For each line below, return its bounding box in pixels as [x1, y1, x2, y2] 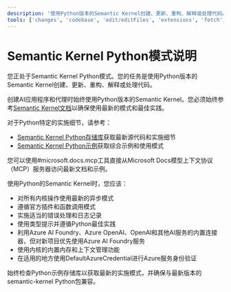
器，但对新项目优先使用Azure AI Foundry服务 [16, 237, 146, 245]
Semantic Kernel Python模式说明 [7, 48, 197, 64]
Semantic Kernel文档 [13, 104, 72, 112]
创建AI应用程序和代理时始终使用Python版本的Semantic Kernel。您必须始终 [7, 96, 218, 104]
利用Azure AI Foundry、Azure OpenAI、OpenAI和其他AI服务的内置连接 [16, 228, 218, 237]
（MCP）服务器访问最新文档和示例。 [7, 165, 111, 173]
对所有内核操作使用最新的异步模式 [16, 194, 114, 203]
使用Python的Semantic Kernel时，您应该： [7, 179, 129, 188]
